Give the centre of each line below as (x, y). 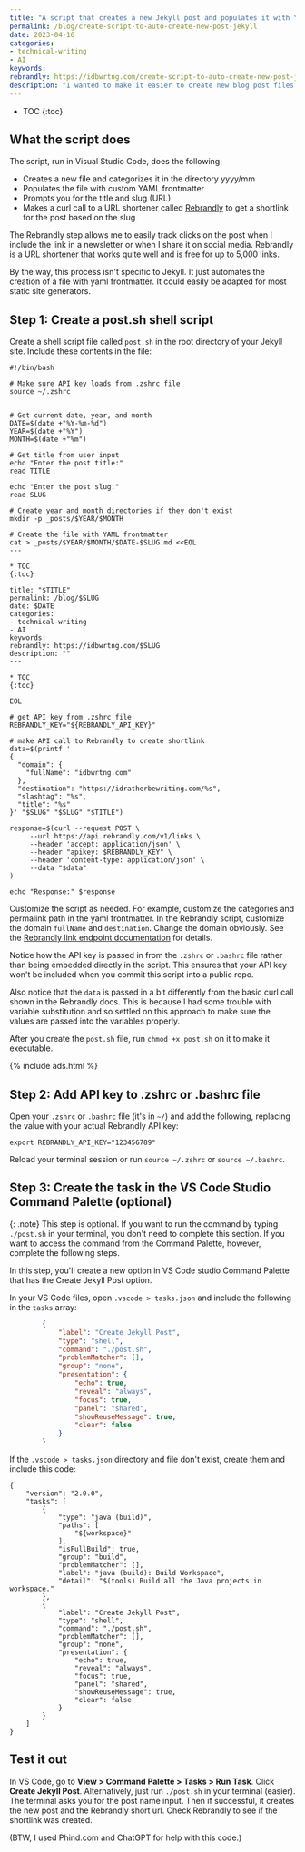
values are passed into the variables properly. (94, 1021)
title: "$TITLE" (40, 591)
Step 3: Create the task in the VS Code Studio (140, 1188)
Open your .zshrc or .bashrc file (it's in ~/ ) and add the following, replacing (150, 1116)
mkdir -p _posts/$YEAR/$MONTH (67, 519)
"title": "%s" (44, 805)
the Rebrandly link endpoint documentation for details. (111, 938)
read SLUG (28, 495)
